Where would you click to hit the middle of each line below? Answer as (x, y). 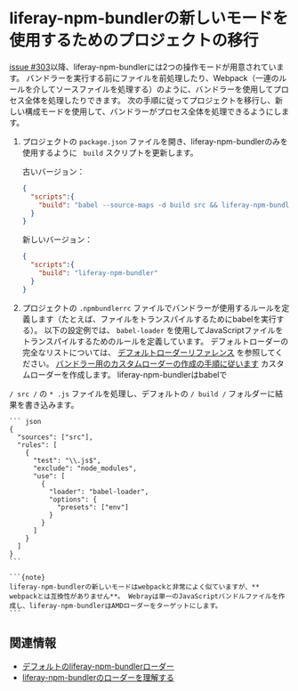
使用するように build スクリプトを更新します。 (110, 152)
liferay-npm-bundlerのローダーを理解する (98, 677)
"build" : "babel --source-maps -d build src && (128, 205)
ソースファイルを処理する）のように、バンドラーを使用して (165, 89)
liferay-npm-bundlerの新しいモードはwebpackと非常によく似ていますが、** (134, 587)
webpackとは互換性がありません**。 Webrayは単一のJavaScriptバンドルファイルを (144, 596)
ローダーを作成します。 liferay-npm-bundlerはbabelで (129, 374)
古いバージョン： (53, 171)
